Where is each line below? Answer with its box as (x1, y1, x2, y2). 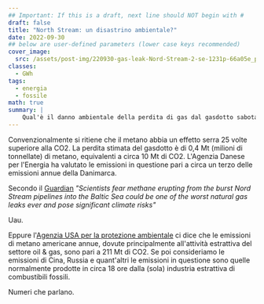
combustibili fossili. (8, 272, 71, 281)
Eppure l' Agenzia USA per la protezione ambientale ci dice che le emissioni (8, 230, 251, 240)
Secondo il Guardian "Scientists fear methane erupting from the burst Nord (8, 183, 251, 193)
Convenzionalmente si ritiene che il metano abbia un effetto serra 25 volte (8, 135, 247, 144)
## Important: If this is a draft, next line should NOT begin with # (8, 11, 244, 20)
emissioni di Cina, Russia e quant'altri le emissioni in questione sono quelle (8, 255, 251, 265)
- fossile (15, 92, 47, 100)
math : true (8, 99, 44, 107)
